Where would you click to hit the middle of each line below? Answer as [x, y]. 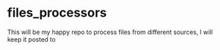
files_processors [57, 13]
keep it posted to [31, 39]
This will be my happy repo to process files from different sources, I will [110, 32]
